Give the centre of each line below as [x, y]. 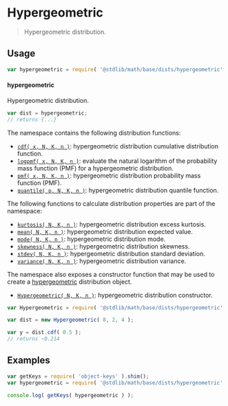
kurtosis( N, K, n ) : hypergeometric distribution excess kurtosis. [112, 224]
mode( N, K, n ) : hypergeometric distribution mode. [91, 239]
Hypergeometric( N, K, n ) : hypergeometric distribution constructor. [115, 295]
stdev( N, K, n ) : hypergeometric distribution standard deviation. [111, 253]
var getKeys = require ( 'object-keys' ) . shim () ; [78, 376]
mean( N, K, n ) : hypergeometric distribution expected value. [105, 231]
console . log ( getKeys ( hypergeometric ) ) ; [71, 395]
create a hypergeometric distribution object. [70, 282]
